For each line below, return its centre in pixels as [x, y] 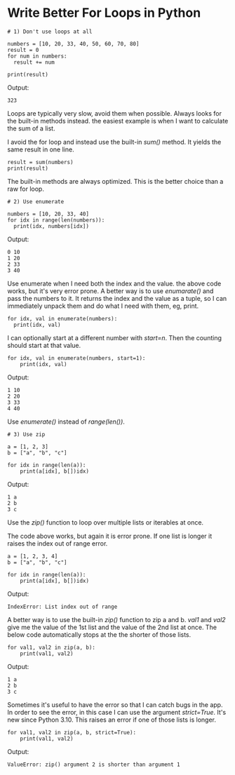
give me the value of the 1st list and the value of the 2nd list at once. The [112, 627]
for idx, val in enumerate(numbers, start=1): [76, 358]
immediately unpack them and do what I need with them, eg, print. [103, 306]
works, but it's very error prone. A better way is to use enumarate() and [110, 291]
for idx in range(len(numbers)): [56, 220]
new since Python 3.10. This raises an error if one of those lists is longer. [112, 720]
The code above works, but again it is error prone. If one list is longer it [110, 536]
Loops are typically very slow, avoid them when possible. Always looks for [115, 113]
